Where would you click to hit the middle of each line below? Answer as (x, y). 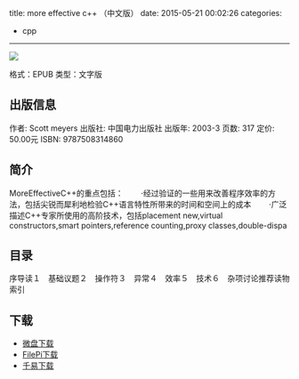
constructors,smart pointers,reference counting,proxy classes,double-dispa (148, 225)
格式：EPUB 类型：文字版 (56, 74)
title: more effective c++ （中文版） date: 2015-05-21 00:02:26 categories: (145, 13)
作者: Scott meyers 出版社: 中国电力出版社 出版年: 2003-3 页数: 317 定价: (142, 128)
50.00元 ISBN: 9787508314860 (66, 139)
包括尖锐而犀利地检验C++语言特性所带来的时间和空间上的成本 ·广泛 (156, 204)
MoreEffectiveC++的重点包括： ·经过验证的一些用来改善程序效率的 (139, 193)
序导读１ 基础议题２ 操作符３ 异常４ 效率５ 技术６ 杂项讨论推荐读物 (149, 278)
